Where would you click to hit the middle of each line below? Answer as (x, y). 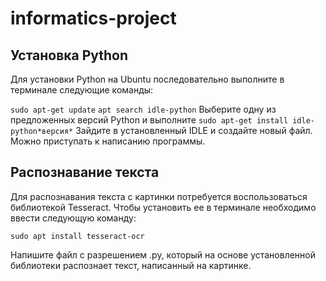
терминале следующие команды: (82, 90)
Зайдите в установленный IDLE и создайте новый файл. (194, 130)
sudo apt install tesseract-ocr (77, 236)
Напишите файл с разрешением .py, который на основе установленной (163, 254)
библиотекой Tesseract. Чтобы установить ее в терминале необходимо (163, 207)
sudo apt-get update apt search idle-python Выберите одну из (143, 109)
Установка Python (69, 55)
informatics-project (93, 18)
